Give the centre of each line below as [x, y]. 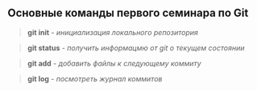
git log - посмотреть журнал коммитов [95, 78]
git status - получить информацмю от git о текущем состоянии [136, 48]
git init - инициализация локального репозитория [112, 32]
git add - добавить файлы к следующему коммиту [114, 63]
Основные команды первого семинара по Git [128, 13]
